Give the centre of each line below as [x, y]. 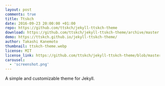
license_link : [20, 55]
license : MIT [18, 51]
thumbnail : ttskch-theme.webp [36, 46]
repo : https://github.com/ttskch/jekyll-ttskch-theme [61, 28]
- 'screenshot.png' [29, 64]
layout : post [18, 10]
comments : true [21, 14]
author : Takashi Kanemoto [31, 42]
